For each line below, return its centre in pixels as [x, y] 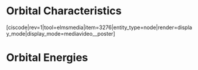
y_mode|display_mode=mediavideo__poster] [61, 33]
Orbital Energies [47, 58]
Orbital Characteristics [64, 11]
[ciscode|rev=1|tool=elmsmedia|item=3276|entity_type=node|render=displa [99, 27]
